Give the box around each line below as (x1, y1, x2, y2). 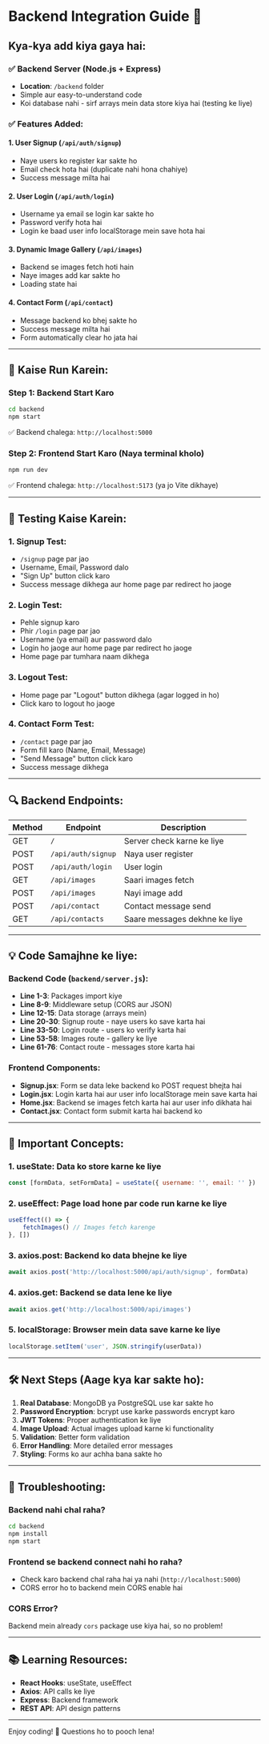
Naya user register (123, 848, 194, 860)
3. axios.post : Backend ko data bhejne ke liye (8, 1250, 187, 1261)
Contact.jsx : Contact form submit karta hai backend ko (19, 1106, 203, 1116)
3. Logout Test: (8, 672, 68, 683)
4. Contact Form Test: (8, 719, 94, 730)
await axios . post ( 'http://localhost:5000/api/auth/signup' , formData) (8, 1268, 249, 1276)
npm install (8, 1529, 48, 1537)
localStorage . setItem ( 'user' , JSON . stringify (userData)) (8, 1342, 203, 1351)
